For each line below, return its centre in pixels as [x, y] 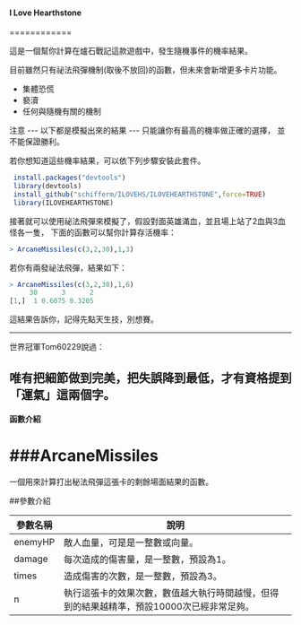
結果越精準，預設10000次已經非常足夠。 [168, 607]
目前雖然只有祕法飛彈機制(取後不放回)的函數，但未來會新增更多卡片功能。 [146, 70]
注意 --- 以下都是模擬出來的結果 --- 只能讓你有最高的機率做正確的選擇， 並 [147, 131]
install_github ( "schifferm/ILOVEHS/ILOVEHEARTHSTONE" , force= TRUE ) [140, 194]
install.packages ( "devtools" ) [69, 178]
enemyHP [34, 543]
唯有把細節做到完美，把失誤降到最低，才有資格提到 [150, 378]
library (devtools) [47, 187]
